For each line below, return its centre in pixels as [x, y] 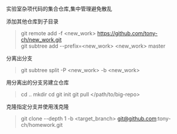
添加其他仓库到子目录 [32, 21]
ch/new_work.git [41, 40]
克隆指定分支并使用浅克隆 [38, 107]
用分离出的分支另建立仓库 [38, 82]
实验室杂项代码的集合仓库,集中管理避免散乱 [59, 9]
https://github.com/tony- [128, 33]
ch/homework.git [42, 125]
